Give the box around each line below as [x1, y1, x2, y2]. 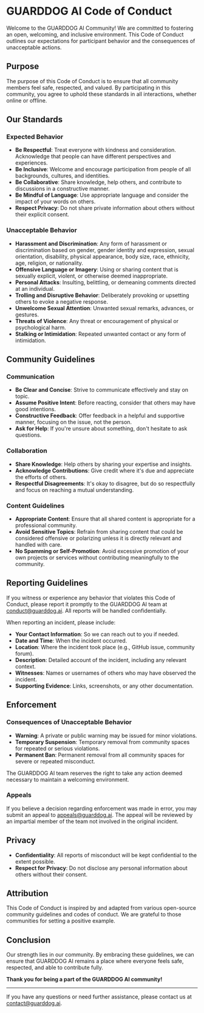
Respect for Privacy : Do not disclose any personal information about [15, 864, 188, 871]
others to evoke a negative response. [15, 298, 108, 305]
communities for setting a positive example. [6, 917, 115, 924]
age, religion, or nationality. [15, 259, 84, 267]
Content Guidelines [6, 501, 65, 510]
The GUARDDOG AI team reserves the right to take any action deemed [6, 769, 183, 777]
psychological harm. [15, 324, 67, 331]
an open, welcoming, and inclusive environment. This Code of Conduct [6, 30, 184, 38]
